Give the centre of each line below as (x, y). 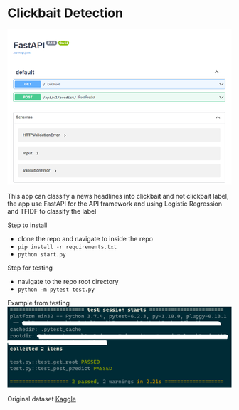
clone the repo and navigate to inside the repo (85, 238)
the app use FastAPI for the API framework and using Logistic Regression (115, 204)
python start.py (42, 254)
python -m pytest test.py (56, 290)
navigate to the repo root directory (68, 281)
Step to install (27, 225)
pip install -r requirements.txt (67, 247)
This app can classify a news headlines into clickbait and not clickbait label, (118, 196)
